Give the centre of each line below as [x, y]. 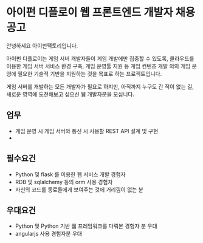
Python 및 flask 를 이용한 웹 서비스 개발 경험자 [70, 174]
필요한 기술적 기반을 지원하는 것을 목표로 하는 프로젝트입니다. [90, 74]
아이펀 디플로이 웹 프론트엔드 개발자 [90, 12]
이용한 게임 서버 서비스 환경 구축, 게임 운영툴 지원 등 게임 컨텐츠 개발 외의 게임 [98, 66]
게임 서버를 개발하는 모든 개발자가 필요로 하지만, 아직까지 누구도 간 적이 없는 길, [100, 86]
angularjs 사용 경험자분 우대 [49, 234]
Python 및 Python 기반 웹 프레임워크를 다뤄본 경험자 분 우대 [86, 226]
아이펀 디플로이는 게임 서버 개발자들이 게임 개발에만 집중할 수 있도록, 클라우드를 [100, 58]
